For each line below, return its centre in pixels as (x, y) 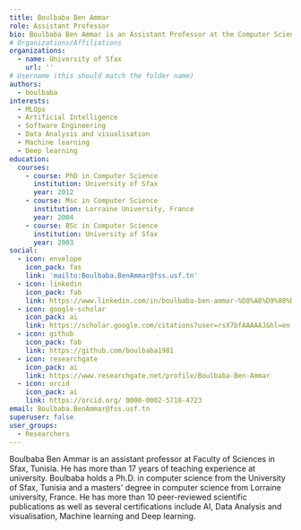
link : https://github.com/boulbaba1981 (100, 350)
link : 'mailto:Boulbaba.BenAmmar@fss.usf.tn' (112, 276)
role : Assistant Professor (60, 26)
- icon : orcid (43, 384)
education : (30, 159)
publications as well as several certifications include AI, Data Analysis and (146, 507)
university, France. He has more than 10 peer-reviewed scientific (129, 497)
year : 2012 (53, 192)
